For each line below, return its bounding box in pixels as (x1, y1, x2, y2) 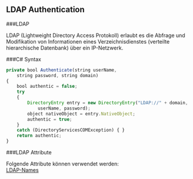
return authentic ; (16, 132, 62, 139)
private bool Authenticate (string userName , (6, 67, 117, 73)
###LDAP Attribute (6, 149, 52, 156)
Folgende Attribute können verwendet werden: (6, 160, 119, 167)
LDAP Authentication (6, 5, 85, 15)
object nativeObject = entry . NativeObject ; (27, 111, 135, 117)
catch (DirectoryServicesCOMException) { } (16, 127, 125, 133)
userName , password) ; (37, 105, 91, 111)
